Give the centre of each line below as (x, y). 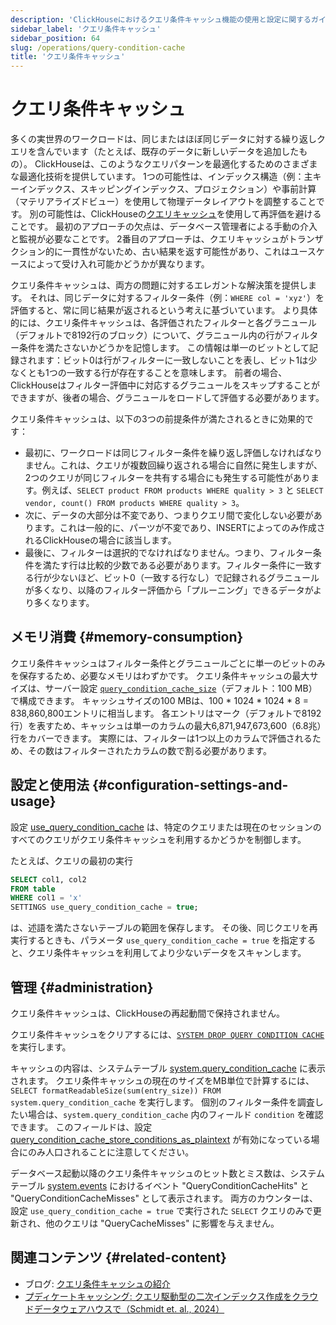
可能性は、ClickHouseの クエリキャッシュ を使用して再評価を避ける (184, 214)
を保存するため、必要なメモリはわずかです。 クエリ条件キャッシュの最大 (160, 675)
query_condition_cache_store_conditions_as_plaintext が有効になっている (161, 1139)
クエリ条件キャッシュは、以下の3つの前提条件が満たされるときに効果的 (157, 419)
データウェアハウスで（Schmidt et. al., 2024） (129, 1308)
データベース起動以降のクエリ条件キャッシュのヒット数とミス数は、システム (167, 1173)
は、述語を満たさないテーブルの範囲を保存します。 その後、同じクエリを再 (164, 928)
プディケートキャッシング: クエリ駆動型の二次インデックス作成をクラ (167, 1296)
